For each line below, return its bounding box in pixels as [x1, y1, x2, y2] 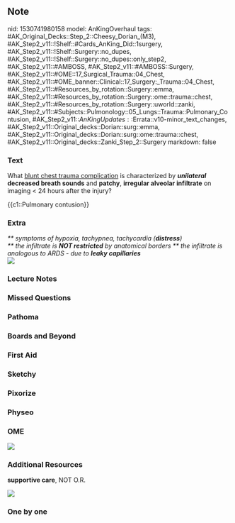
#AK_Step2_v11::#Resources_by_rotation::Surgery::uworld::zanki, [7, 99, 196, 109]
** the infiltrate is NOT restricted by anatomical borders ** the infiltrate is [7, 241, 223, 251]
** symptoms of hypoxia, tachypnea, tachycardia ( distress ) [7, 234, 183, 243]
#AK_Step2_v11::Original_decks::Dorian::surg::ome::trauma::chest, [7, 130, 199, 138]
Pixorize [7, 388, 37, 398]
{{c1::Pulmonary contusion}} [7, 200, 90, 209]
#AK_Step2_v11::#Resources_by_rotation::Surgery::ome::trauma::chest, [7, 92, 213, 101]
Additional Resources [7, 460, 83, 469]
